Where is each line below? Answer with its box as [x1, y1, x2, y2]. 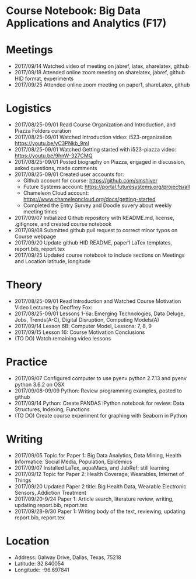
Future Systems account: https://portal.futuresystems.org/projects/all [23, 183, 190, 191]
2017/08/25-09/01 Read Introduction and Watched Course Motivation [14, 298, 181, 305]
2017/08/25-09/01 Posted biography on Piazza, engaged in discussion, [14, 158, 185, 166]
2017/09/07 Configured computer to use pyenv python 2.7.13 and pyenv [14, 374, 187, 381]
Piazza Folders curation [14, 127, 72, 135]
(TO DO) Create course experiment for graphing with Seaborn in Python [14, 412, 188, 419]
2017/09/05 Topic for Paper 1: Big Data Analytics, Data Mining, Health [14, 452, 182, 459]
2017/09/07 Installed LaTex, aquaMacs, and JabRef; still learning [14, 464, 170, 471]
